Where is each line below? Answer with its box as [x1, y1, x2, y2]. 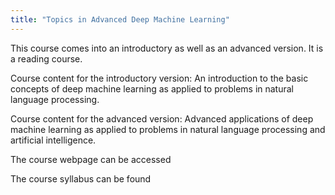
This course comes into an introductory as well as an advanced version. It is [10, 42, 324, 54]
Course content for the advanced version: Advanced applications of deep [10, 112, 314, 125]
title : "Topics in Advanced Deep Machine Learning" [10, 14, 230, 25]
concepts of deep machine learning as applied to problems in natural [10, 82, 295, 95]
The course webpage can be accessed [10, 153, 172, 165]
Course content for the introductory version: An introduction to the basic [10, 72, 309, 84]
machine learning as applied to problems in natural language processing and [10, 123, 326, 135]
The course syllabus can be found [10, 172, 152, 185]
